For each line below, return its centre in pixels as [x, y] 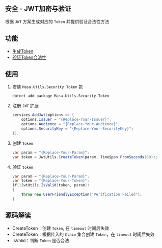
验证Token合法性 [29, 57]
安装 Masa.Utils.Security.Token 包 [47, 87]
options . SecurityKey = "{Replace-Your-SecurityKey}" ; [77, 129]
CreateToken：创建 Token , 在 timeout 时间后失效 [61, 228]
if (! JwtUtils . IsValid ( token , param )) [51, 185]
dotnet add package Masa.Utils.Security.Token [61, 96]
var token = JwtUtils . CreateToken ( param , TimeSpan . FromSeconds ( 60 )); [85, 157]
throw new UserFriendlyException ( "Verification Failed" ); [82, 195]
